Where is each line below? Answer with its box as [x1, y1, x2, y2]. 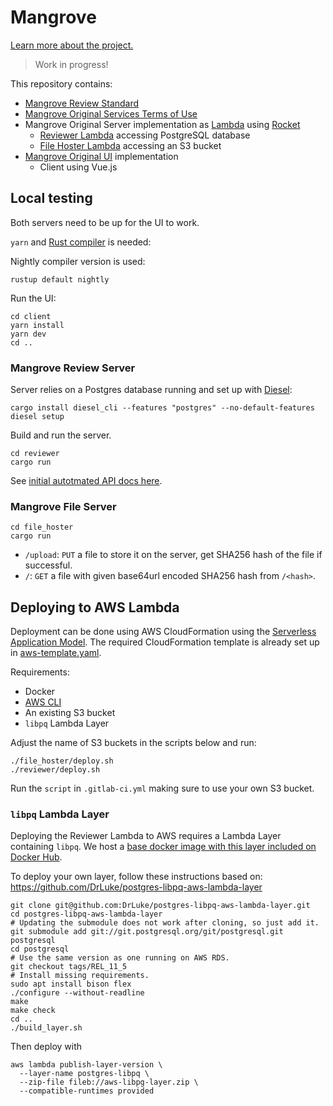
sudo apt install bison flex [10, 979, 132, 990]
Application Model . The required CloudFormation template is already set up [10, 636, 320, 648]
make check [10, 1006, 56, 1016]
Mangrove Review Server [10, 361, 136, 375]
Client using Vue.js [39, 161, 118, 173]
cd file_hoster [10, 522, 74, 533]
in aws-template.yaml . [10, 647, 102, 659]
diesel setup [10, 412, 65, 422]
